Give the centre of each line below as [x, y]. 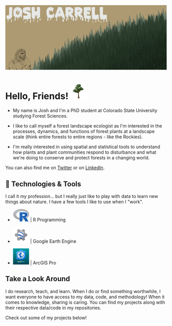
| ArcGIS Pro [43, 263]
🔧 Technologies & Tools [43, 184]
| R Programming [48, 220]
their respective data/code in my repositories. [53, 307]
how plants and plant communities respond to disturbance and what [84, 152]
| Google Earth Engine [53, 241]
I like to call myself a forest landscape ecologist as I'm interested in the [87, 126]
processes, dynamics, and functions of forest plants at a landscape [84, 132]
